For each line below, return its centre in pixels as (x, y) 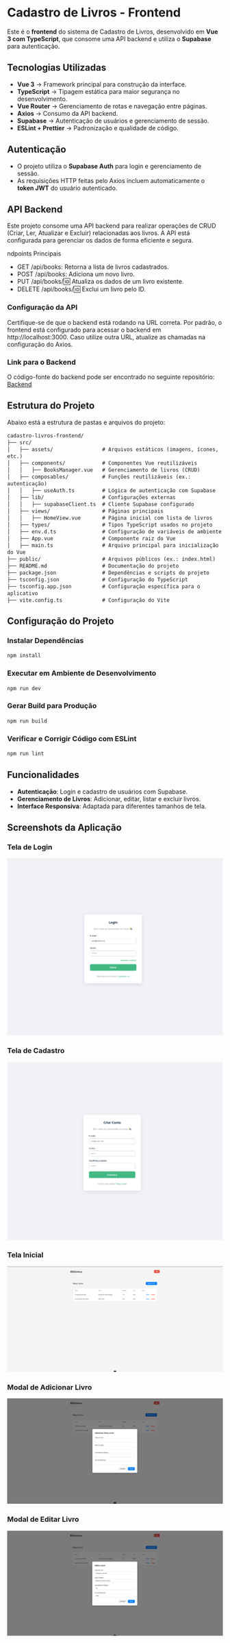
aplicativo (23, 593)
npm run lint (26, 753)
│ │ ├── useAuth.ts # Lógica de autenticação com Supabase (111, 490)
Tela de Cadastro (36, 1051)
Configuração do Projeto (61, 621)
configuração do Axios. (40, 344)
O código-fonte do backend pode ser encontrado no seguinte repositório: (111, 377)
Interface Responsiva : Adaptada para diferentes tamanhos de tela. (112, 806)
